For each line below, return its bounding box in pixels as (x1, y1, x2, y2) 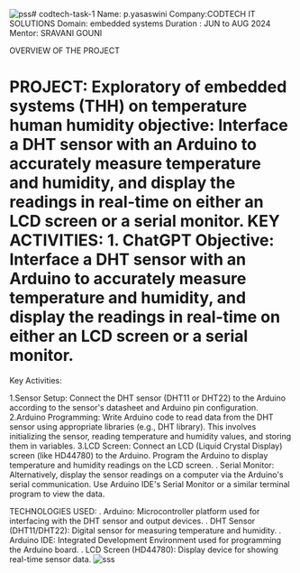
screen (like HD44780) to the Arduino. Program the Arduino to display (9, 449, 268, 460)
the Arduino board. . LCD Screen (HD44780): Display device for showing (9, 544, 279, 555)
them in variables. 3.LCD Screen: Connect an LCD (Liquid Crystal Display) (9, 440, 283, 451)
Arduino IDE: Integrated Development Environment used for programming (9, 534, 282, 545)
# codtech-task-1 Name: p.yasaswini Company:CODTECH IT (31, 9, 256, 19)
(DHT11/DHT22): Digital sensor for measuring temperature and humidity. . (9, 524, 282, 536)
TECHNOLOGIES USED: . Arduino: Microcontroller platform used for (9, 505, 260, 516)
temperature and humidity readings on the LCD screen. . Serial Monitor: (9, 459, 275, 470)
